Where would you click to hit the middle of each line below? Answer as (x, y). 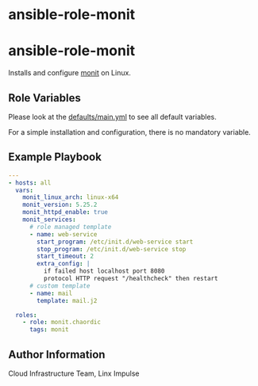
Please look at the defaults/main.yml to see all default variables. (112, 117)
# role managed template (70, 227)
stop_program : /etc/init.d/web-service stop (112, 249)
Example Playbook (55, 157)
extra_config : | (64, 264)
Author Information (57, 354)
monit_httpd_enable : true (65, 212)
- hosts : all (30, 183)
